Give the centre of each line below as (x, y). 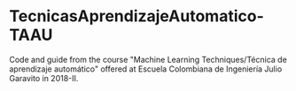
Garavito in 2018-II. (44, 78)
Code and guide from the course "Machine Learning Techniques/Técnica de (148, 59)
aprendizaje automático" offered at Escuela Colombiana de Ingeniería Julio (146, 69)
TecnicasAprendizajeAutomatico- (136, 16)
